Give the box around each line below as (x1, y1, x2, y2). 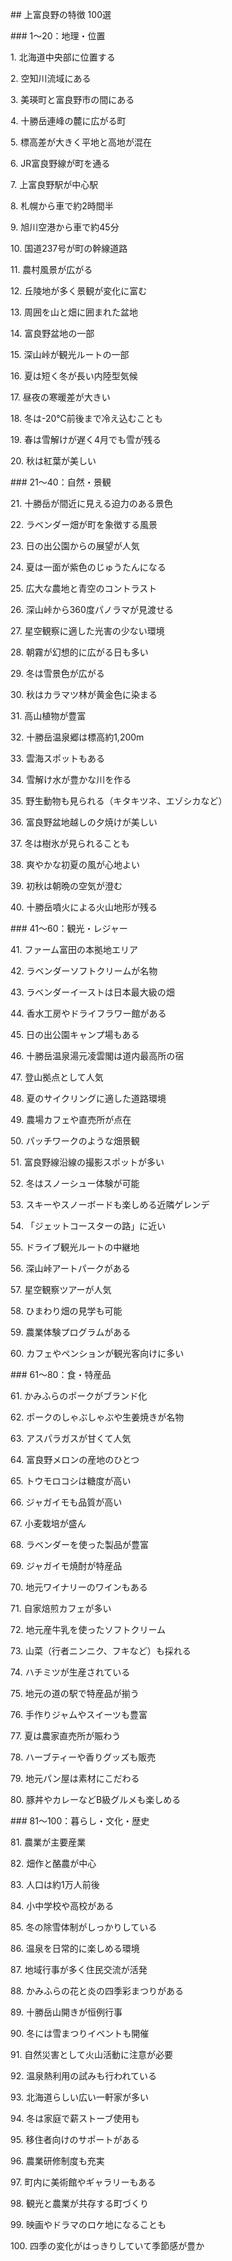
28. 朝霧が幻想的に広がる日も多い (10, 646, 149, 658)
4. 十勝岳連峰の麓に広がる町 (10, 115, 127, 127)
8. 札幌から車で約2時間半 (10, 200, 114, 212)
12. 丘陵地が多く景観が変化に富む (10, 285, 148, 297)
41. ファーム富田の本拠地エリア (10, 944, 139, 955)
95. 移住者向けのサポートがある (10, 2134, 140, 2145)
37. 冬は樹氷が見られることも (10, 838, 130, 849)
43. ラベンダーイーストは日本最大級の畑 (10, 986, 175, 998)
